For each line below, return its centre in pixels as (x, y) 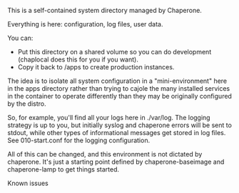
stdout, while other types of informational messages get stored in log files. (117, 133)
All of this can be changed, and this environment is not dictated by (105, 154)
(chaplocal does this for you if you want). (78, 59)
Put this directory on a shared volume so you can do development (115, 52)
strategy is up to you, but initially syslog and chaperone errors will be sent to (119, 125)
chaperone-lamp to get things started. (63, 169)
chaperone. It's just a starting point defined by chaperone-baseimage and (116, 162)
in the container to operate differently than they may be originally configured (119, 96)
